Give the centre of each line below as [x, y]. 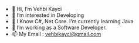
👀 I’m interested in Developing [48, 15]
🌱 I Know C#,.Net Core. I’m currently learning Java [72, 21]
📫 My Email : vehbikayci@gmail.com [56, 34]
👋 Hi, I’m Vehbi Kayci [37, 9]
